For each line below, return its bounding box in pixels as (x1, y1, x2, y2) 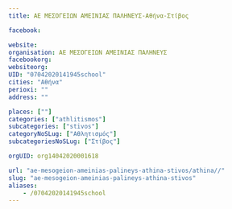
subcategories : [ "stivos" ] (8, 122, 99, 131)
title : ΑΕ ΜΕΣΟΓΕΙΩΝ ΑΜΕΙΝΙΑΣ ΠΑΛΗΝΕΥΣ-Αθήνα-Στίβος (8, 11, 189, 20)
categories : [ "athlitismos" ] (8, 115, 106, 123)
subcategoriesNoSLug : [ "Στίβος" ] (8, 137, 121, 145)
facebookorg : (8, 55, 52, 64)
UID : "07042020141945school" (8, 71, 106, 79)
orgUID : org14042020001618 (8, 152, 99, 160)
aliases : (8, 182, 38, 190)
